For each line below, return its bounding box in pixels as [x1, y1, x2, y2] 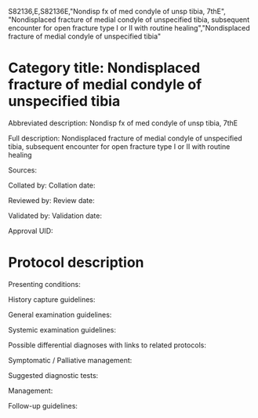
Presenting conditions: [8, 279, 81, 289]
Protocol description [8, 254, 144, 271]
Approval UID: [8, 226, 53, 235]
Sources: [8, 165, 38, 175]
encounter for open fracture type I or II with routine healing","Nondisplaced [8, 24, 251, 32]
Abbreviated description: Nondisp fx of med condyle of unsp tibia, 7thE [8, 118, 238, 128]
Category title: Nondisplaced [8, 59, 201, 77]
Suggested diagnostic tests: [8, 370, 99, 380]
